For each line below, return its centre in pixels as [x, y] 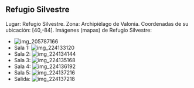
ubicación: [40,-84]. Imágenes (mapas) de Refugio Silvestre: [79, 30]
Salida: [22, 79]
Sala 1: [22, 48]
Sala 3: [22, 60]
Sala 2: [22, 54]
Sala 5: [22, 72]
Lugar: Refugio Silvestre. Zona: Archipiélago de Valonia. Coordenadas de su [97, 23]
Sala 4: [22, 66]
